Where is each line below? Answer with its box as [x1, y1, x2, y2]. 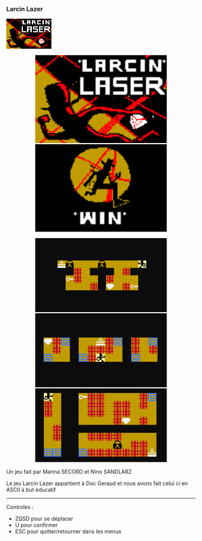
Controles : [6, 504, 34, 511]
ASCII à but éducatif [6, 486, 56, 494]
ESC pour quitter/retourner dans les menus [14, 528, 121, 535]
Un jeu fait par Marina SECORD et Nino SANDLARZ [6, 468, 132, 475]
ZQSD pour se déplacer [14, 515, 73, 522]
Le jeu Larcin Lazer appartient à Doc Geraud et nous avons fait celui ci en [6, 480, 188, 487]
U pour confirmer [14, 522, 58, 529]
